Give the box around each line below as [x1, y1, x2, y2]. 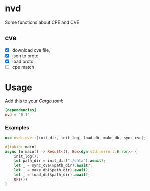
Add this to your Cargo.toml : [5, 98, 64, 104]
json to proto [12, 53, 39, 59]
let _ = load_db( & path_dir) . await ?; [14, 172, 91, 177]
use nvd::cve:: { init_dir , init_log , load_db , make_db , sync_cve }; [5, 135, 146, 140]
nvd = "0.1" [5, 112, 30, 117]
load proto [12, 58, 34, 64]
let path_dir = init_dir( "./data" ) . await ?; [14, 158, 106, 163]
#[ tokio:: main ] [5, 144, 37, 149]
